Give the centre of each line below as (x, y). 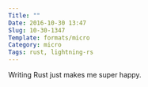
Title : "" (25, 15)
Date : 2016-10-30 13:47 (47, 23)
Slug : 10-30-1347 (37, 30)
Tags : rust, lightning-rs (51, 52)
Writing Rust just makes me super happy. (75, 75)
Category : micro (35, 45)
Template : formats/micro (49, 38)
